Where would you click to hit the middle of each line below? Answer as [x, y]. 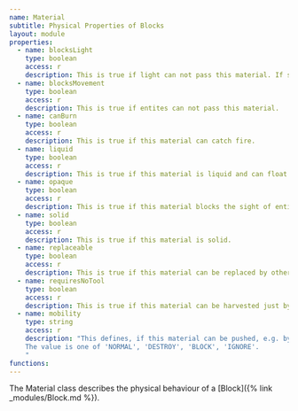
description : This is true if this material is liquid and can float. [158, 174]
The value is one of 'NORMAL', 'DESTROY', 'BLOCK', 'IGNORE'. [142, 346]
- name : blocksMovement [61, 83]
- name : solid [43, 215]
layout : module [37, 34]
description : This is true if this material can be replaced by [146, 273]
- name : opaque [45, 182]
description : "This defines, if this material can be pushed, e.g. [152, 338]
